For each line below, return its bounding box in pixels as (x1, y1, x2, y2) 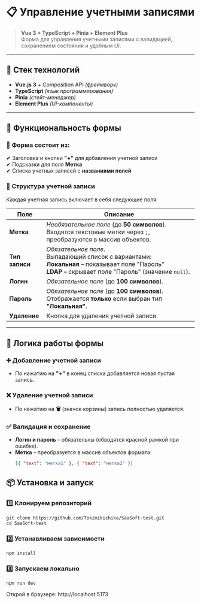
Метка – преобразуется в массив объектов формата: (14, 449, 152, 456)
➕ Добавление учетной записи (6, 357, 102, 365)
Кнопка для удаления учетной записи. (46, 312, 158, 320)
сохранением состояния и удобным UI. (20, 42, 121, 49)
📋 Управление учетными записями (6, 5, 195, 19)
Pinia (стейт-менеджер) (14, 93, 76, 101)
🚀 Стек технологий (6, 65, 80, 75)
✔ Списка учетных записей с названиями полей (6, 167, 132, 174)
